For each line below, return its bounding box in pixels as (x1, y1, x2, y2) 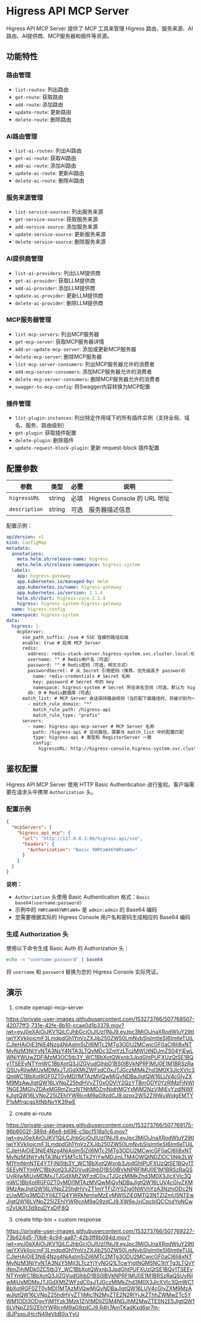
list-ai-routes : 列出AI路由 (14, 147, 82, 154)
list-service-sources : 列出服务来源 (14, 208, 103, 215)
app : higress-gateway (17, 573, 71, 579)
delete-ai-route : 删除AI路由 (14, 177, 85, 184)
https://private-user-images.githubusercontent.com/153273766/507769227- (6, 1227, 195, 1234)
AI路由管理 (6, 132, 38, 140)
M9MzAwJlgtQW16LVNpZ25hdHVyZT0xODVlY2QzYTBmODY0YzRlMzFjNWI (6, 1079, 194, 1086)
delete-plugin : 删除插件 (14, 436, 74, 444)
